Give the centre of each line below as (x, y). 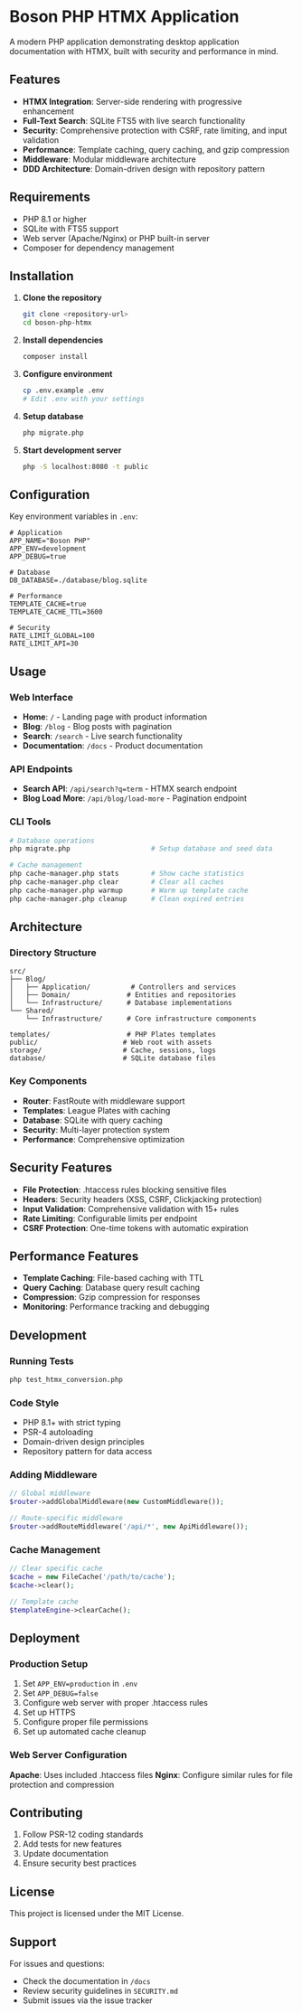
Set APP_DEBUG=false (60, 1693)
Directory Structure (53, 953)
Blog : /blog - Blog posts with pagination (97, 726)
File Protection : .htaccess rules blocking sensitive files (125, 1190)
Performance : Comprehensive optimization (104, 1139)
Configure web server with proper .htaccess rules (115, 1703)
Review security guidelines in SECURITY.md (100, 1991)
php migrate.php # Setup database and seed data (141, 849)
